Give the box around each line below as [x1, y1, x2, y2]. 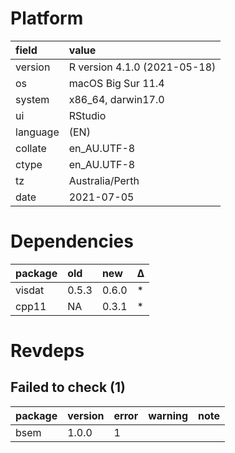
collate [15, 141, 47, 155]
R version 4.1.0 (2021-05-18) [68, 60, 217, 74]
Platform [10, 7, 84, 30]
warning [148, 408, 189, 422]
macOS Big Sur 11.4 [68, 76, 165, 90]
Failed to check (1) [10, 379, 126, 396]
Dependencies [10, 230, 134, 253]
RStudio [68, 108, 107, 122]
